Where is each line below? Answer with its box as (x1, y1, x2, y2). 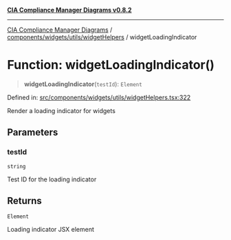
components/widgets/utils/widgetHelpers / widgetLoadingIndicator (7, 33, 197, 41)
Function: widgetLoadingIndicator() (7, 57, 215, 73)
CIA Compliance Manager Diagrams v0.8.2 (7, 6, 132, 14)
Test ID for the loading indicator (7, 175, 97, 183)
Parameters (7, 127, 58, 139)
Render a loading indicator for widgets (7, 106, 115, 114)
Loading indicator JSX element (7, 226, 95, 234)
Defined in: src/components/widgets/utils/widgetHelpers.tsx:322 (7, 93, 191, 101)
